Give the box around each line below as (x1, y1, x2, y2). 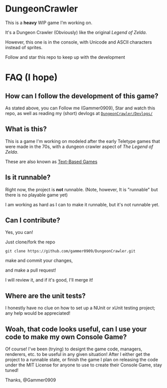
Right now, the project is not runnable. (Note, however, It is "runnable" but (5, 186, 158, 192)
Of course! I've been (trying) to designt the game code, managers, (5, 346, 142, 352)
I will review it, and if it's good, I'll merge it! (5, 277, 94, 283)
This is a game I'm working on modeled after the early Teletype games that (5, 138, 160, 144)
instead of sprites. (5, 44, 43, 50)
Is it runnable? (5, 173, 51, 182)
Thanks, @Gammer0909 (5, 377, 56, 383)
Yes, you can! (5, 229, 34, 235)
